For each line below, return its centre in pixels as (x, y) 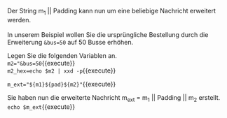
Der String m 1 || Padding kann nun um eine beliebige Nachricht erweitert (111, 12)
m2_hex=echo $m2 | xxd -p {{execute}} (62, 71)
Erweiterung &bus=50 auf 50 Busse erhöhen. (70, 42)
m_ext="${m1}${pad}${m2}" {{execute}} (62, 84)
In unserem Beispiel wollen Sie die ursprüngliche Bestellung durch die (108, 34)
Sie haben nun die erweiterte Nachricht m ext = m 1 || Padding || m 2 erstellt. (114, 98)
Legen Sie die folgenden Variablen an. (62, 55)
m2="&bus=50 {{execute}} (41, 63)
